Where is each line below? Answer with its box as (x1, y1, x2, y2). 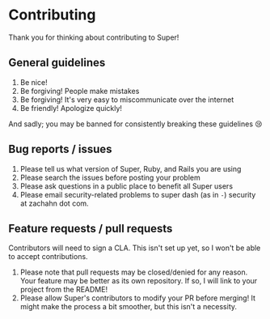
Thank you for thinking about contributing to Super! (8, 32, 179, 42)
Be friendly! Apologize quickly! (19, 103, 123, 113)
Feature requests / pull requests (8, 221, 173, 236)
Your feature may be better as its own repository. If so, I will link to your (19, 276, 258, 286)
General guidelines (8, 56, 106, 70)
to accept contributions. (8, 252, 88, 262)
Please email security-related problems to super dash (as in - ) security (19, 189, 256, 199)
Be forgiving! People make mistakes (19, 86, 140, 96)
